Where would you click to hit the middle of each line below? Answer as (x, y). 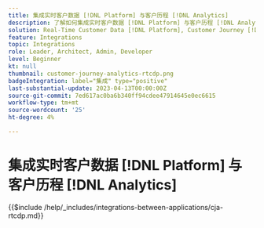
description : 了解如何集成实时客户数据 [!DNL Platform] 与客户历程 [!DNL (121, 23)
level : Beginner (35, 60)
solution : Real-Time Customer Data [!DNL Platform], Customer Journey (126, 30)
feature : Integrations (45, 37)
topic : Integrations (42, 45)
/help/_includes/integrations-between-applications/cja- (134, 207)
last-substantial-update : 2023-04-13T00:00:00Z (88, 88)
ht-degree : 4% (31, 118)
